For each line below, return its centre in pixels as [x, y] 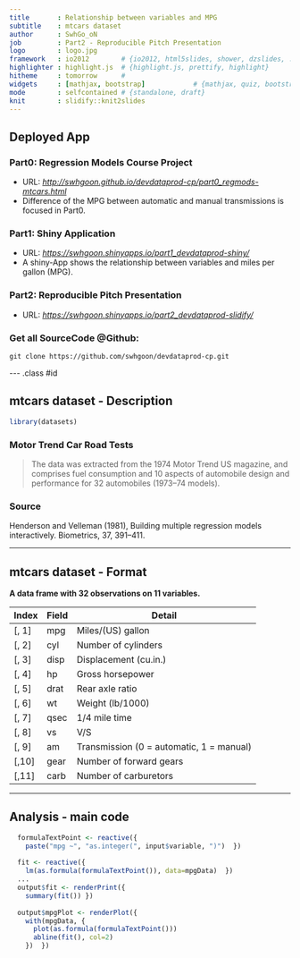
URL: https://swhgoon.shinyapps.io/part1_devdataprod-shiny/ [136, 253]
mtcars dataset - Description [91, 401]
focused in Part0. [54, 210]
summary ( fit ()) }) [59, 895]
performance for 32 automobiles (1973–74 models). [125, 483]
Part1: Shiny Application [62, 233]
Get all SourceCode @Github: [75, 338]
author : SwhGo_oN [54, 34]
